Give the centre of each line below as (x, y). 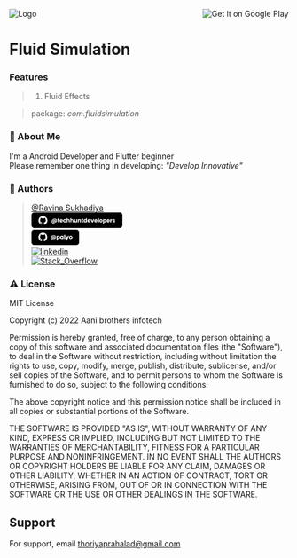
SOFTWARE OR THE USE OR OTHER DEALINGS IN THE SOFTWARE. (133, 495)
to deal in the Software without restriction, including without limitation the (143, 357)
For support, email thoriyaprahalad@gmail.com (95, 544)
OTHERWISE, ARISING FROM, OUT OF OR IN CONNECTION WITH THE (138, 485)
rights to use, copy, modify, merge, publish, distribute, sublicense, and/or (143, 366)
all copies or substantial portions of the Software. (99, 412)
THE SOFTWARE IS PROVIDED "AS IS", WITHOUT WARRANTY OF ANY (138, 428)
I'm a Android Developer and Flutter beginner (92, 156)
